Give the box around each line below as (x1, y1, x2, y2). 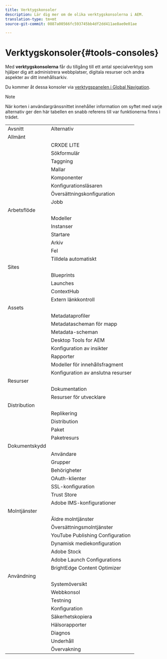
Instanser (50, 223, 73, 230)
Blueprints (50, 272, 75, 279)
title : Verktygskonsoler (5, 7, 57, 13)
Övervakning (50, 646, 81, 653)
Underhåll (50, 637, 74, 644)
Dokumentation (50, 386, 87, 393)
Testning (50, 597, 71, 604)
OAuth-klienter (50, 475, 86, 482)
